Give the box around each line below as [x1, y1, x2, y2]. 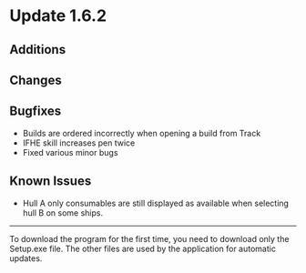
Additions [9, 42, 66, 57]
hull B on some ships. [22, 207, 103, 218]
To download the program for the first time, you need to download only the [9, 233, 290, 244]
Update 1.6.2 [9, 5, 107, 26]
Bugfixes [9, 104, 62, 119]
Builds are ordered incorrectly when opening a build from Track [22, 127, 261, 138]
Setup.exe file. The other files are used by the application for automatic [9, 243, 276, 254]
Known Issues [9, 174, 92, 189]
